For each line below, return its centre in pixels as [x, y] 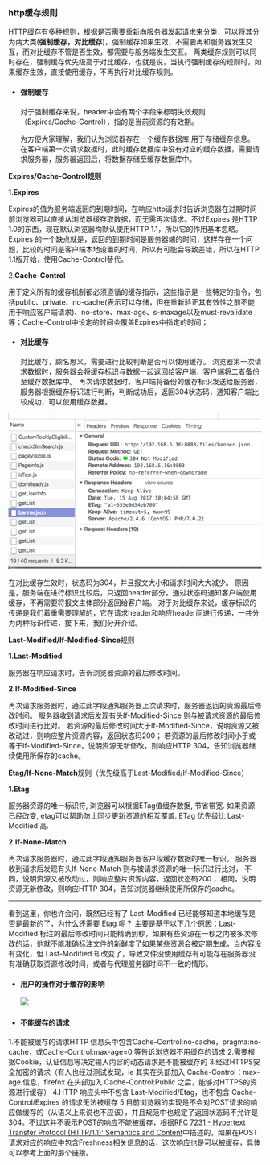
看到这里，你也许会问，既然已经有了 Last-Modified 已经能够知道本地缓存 [129, 913]
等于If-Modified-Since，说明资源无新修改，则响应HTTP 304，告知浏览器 [129, 745]
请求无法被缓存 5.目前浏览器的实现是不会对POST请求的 [159, 1102]
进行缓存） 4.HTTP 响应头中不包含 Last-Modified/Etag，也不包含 [123, 1092]
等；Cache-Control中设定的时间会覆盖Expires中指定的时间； [108, 322]
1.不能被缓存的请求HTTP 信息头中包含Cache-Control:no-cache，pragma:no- [135, 1042]
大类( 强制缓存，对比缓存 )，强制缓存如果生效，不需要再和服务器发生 [134, 42]
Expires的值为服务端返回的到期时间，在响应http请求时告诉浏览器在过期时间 [133, 209]
